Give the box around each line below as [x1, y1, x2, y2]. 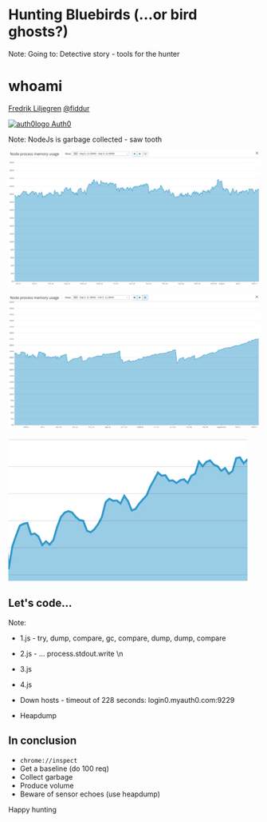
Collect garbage [19, 772, 73, 781]
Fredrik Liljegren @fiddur [8, 103, 90, 113]
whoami [8, 78, 63, 95]
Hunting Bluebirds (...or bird [8, 6, 198, 24]
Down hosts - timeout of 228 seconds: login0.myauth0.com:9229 [19, 695, 235, 704]
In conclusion [8, 734, 77, 748]
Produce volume [19, 780, 74, 790]
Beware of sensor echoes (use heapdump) [19, 789, 161, 799]
